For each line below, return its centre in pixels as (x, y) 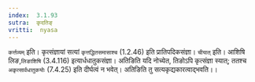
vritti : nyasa (33, 30)
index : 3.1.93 (33, 15)
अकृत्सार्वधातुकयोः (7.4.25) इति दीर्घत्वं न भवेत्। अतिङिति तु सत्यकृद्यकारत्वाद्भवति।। (113, 70)
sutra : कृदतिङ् (30, 23)
